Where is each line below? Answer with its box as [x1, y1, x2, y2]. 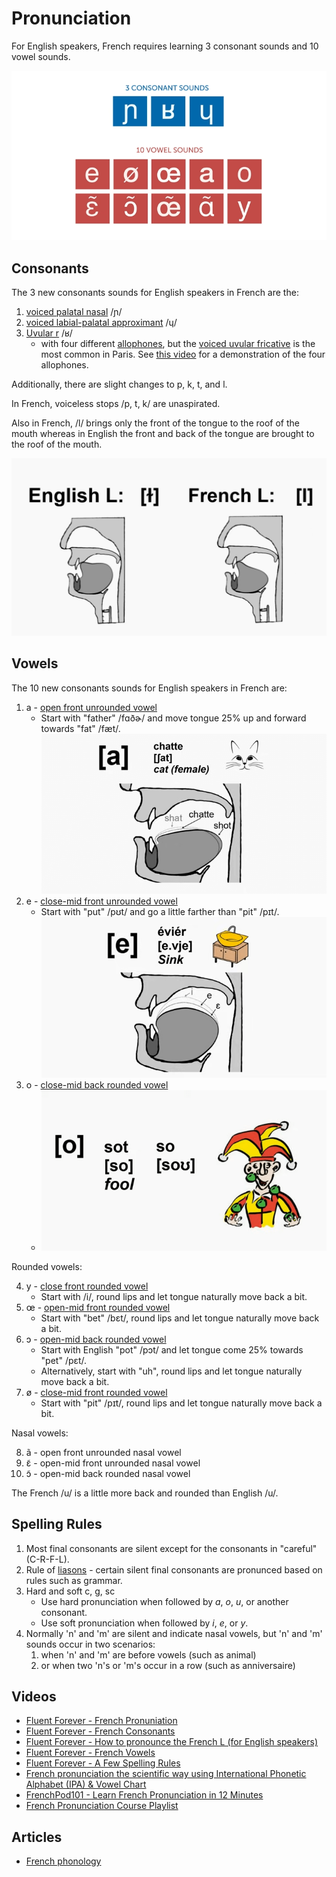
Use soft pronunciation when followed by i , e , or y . [40, 1617, 249, 1629]
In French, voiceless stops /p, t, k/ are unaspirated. [11, 398, 221, 410]
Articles [11, 1828, 63, 1846]
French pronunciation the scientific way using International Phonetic [25, 1768, 307, 1780]
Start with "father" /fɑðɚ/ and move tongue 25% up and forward [40, 712, 307, 724]
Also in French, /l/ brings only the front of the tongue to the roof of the [11, 417, 300, 429]
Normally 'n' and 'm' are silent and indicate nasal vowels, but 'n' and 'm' [25, 1627, 323, 1639]
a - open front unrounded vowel [25, 701, 158, 713]
